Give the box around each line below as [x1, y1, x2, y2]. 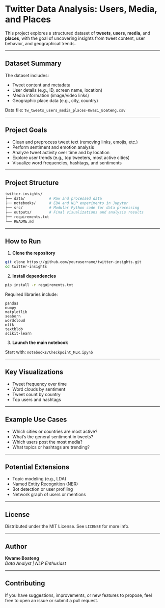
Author [5, 542, 27, 551]
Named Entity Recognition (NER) [12, 481, 78, 487]
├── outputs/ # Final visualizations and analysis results [5, 210, 144, 214]
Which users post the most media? [12, 439, 82, 445]
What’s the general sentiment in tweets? [12, 433, 93, 440]
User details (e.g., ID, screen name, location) [12, 87, 103, 93]
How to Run [5, 237, 41, 245]
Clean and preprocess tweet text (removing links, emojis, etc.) [12, 139, 138, 145]
